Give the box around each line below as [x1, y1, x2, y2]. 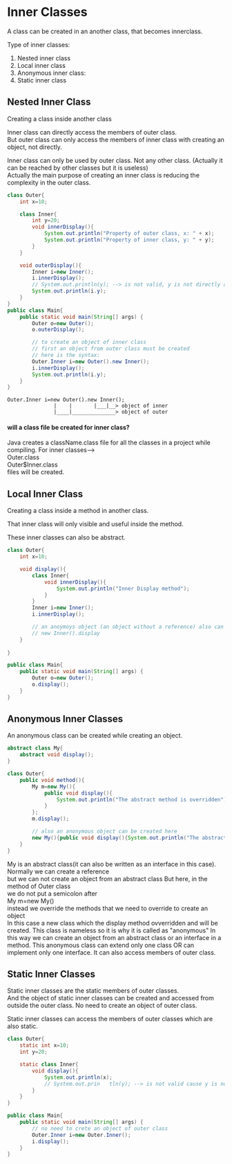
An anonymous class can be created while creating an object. [7, 731, 183, 740]
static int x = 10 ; [19, 1042, 70, 1049]
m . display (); [32, 815, 70, 822]
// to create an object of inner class [32, 339, 147, 346]
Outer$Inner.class [7, 460, 58, 469]
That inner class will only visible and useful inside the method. [7, 520, 184, 528]
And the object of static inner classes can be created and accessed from [7, 994, 214, 1002]
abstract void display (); [19, 752, 95, 758]
